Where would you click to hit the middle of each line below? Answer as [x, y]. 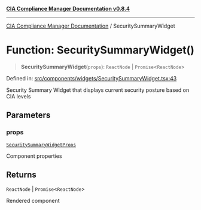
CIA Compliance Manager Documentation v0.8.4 [68, 9]
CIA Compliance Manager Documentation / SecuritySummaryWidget [91, 26]
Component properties [34, 156]
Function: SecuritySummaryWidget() [100, 50]
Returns [22, 175]
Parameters [28, 115]
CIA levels [19, 96]
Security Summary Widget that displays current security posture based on [98, 90]
